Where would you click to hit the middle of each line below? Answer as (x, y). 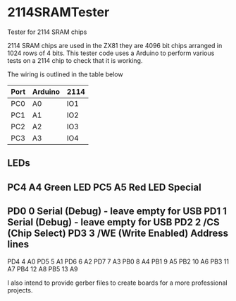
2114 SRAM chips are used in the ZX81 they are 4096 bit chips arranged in (115, 45)
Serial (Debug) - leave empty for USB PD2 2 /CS (113, 222)
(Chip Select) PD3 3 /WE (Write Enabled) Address (118, 234)
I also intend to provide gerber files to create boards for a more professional (117, 283)
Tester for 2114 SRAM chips (47, 32)
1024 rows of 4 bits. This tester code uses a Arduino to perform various (111, 53)
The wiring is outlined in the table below (65, 74)
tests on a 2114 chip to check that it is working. (75, 60)
